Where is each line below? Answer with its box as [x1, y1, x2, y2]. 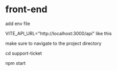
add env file [5, 20, 31, 27]
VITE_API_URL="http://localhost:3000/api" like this [5, 30, 112, 36]
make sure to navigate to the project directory [5, 40, 102, 46]
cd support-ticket [5, 50, 42, 56]
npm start [5, 60, 26, 66]
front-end [5, 4, 48, 15]
